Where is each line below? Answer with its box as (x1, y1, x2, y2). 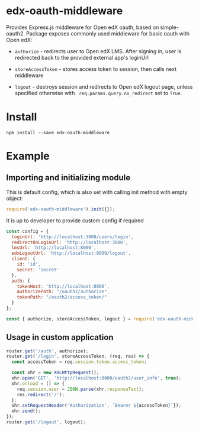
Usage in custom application (6, 332, 114, 342)
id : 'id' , (17, 261, 41, 267)
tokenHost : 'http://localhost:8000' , (17, 283, 110, 289)
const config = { (6, 228, 49, 234)
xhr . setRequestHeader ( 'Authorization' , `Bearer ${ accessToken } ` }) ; (11, 403, 182, 409)
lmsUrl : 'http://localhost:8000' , (11, 245, 97, 251)
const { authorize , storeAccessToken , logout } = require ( (6, 316, 155, 322)
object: (6, 195, 24, 202)
